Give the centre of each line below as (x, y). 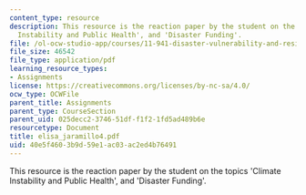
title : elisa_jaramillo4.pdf (65, 137)
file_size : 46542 (42, 52)
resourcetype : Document (55, 128)
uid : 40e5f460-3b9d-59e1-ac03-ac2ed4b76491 (93, 145)
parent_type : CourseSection (63, 111)
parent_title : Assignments (61, 103)
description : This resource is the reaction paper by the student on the (153, 26)
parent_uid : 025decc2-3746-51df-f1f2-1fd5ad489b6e (107, 119)
